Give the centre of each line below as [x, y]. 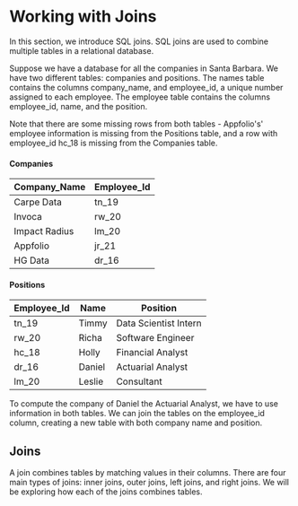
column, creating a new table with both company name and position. [136, 423]
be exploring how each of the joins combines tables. [106, 492]
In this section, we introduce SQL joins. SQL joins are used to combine [139, 41]
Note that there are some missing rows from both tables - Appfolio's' [136, 124]
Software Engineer [155, 338]
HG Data [31, 260]
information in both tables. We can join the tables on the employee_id [137, 414]
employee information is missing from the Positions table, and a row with [144, 133]
